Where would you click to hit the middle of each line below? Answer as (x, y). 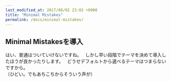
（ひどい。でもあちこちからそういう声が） (50, 74)
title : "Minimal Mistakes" (34, 15)
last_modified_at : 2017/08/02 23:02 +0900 (51, 10)
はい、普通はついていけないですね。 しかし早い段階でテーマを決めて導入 (83, 55)
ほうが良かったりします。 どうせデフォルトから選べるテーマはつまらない (88, 61)
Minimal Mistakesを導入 (44, 42)
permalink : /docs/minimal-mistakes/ (44, 19)
